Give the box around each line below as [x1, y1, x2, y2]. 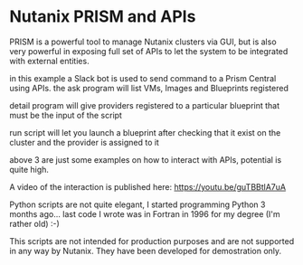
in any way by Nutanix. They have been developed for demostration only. [9, 245, 282, 256]
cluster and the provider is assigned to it [9, 137, 160, 147]
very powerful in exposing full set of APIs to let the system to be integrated [9, 45, 289, 56]
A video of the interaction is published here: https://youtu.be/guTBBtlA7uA [9, 181, 287, 192]
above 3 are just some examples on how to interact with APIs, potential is [9, 154, 282, 165]
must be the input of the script [9, 109, 122, 120]
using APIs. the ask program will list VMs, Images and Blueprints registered [9, 82, 289, 93]
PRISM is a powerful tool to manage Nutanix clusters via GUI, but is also [9, 36, 278, 47]
